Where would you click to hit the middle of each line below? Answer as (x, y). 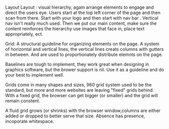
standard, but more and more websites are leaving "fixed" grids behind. (80, 90)
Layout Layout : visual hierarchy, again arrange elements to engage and (79, 7)
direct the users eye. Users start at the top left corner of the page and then (83, 13)
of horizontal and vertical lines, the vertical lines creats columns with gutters (84, 49)
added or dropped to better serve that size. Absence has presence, (75, 116)
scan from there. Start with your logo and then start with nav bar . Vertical (82, 18)
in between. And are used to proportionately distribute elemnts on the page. (84, 54)
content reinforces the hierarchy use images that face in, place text (75, 29)
